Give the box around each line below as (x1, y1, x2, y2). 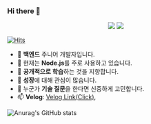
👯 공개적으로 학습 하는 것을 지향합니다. (17, 68, 119, 76)
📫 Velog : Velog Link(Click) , (17, 93, 97, 101)
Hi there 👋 (7, 6, 41, 16)
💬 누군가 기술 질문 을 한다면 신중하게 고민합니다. (17, 85, 145, 93)
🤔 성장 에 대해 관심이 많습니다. (17, 76, 97, 85)
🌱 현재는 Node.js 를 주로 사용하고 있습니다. (17, 59, 132, 68)
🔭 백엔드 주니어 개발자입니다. (17, 50, 95, 59)
